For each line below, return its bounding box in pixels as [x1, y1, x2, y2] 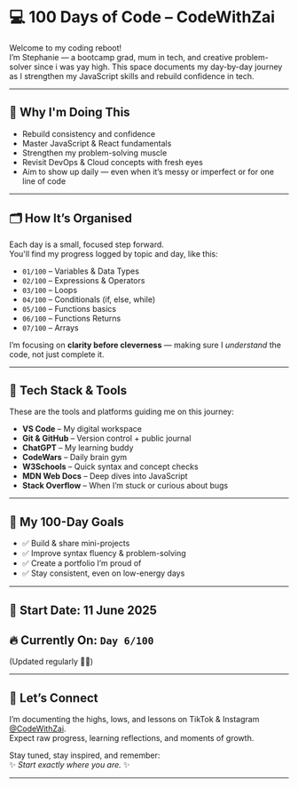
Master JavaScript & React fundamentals [21, 138, 172, 148]
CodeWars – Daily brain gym [21, 452, 128, 463]
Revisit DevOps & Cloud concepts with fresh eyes [21, 156, 204, 167]
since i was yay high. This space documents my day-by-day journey [34, 61, 283, 72]
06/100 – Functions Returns [21, 313, 122, 323]
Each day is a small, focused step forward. [9, 239, 164, 250]
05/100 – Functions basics [21, 303, 117, 314]
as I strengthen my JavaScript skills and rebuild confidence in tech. [9, 70, 255, 81]
